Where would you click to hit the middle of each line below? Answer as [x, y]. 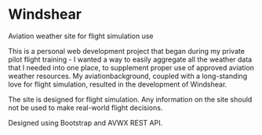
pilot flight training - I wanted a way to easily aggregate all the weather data [130, 59]
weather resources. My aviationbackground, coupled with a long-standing [128, 76]
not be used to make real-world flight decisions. [86, 108]
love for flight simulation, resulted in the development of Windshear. [118, 84]
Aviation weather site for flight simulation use [81, 36]
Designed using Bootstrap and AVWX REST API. [86, 123]
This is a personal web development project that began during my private [127, 51]
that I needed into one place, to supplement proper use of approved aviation [131, 67]
